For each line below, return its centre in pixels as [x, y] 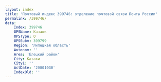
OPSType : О [25, 37]
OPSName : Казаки [30, 32]
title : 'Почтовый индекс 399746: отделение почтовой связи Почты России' [81, 14]
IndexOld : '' [27, 72]
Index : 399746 [28, 27]
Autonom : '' [26, 50]
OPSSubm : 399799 [30, 41]
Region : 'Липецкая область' [42, 45]
